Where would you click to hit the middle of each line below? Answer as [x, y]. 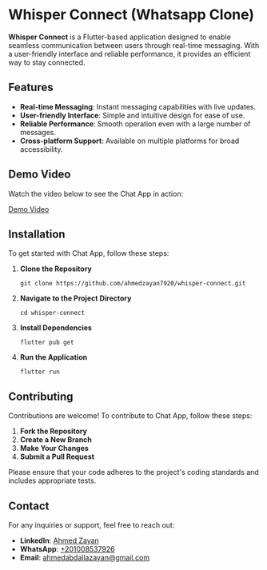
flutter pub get [47, 343]
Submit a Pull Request [57, 456]
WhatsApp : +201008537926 [67, 549]
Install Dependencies [56, 328]
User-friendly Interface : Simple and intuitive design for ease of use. [132, 115]
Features [31, 88]
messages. [38, 132]
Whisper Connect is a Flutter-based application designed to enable [120, 37]
